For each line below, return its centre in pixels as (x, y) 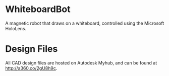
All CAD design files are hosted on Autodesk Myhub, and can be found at (81, 63)
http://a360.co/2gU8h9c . (31, 68)
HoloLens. (16, 28)
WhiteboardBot (38, 9)
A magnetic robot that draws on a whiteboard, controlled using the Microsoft (85, 23)
